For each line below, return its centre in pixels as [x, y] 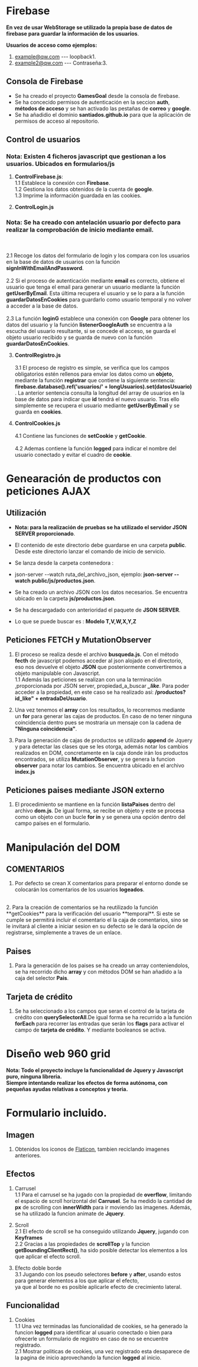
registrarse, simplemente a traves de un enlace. [64, 933]
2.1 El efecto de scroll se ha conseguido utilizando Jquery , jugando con [102, 1231]
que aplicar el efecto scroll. [48, 1256]
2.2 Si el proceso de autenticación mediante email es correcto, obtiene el [95, 280]
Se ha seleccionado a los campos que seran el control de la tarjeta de [100, 1011]
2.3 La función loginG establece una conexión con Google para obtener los [98, 318]
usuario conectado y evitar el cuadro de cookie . [73, 454]
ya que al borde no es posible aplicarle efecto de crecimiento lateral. [98, 1286]
